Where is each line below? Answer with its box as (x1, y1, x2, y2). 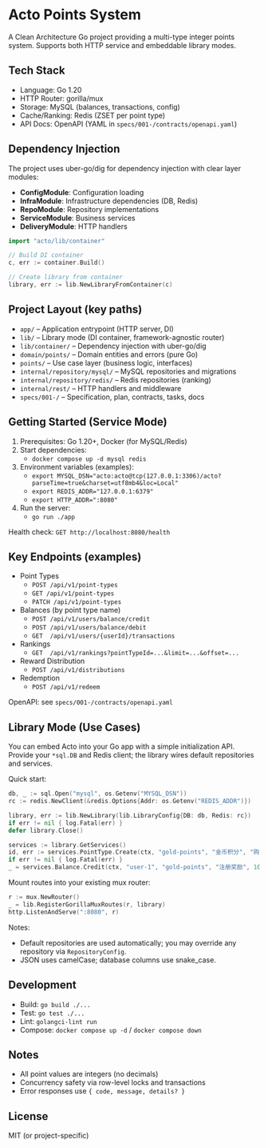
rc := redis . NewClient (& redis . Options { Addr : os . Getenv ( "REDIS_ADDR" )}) (8, 798, 251, 806)
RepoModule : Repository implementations (19, 204, 160, 214)
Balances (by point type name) (19, 606, 121, 615)
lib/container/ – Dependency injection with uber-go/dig (19, 341, 207, 350)
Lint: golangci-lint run (19, 1016, 97, 1026)
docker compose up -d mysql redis (31, 454, 147, 463)
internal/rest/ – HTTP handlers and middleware (19, 383, 182, 393)
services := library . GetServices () (8, 841, 127, 849)
